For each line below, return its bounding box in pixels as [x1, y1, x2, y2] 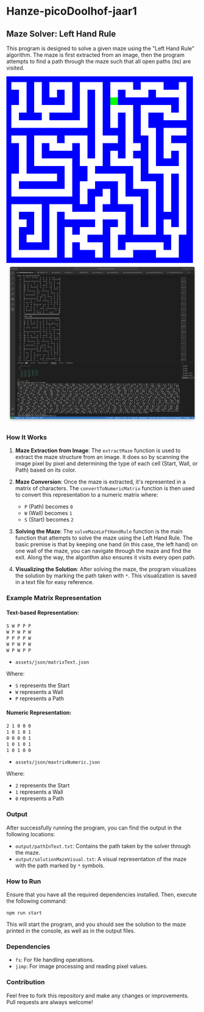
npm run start [6, 910, 43, 916]
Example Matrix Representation [6, 594, 102, 602]
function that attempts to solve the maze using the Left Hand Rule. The [15, 534, 193, 541]
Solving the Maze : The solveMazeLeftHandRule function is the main [15, 528, 183, 535]
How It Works [6, 433, 47, 441]
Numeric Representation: [6, 709, 72, 716]
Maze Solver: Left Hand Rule [6, 29, 116, 39]
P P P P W [6, 635, 32, 642]
